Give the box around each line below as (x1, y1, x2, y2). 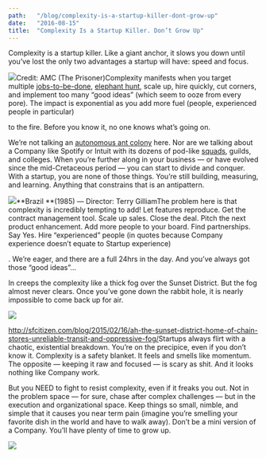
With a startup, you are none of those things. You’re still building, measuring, (8, 172, 259, 182)
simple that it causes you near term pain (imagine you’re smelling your (8, 409, 238, 418)
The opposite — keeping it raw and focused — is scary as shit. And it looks (8, 359, 254, 369)
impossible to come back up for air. (8, 296, 124, 305)
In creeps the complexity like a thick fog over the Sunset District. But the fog (8, 278, 258, 288)
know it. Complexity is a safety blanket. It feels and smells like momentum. (8, 351, 252, 361)
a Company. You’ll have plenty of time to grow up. (8, 425, 172, 435)
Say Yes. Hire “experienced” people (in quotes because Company (8, 230, 224, 240)
